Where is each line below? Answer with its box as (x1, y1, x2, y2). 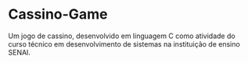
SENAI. (8, 47, 31, 57)
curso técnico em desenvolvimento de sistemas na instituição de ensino (8, 39, 240, 48)
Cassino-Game (8, 5, 108, 23)
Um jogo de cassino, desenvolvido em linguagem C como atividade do (8, 31, 236, 40)
